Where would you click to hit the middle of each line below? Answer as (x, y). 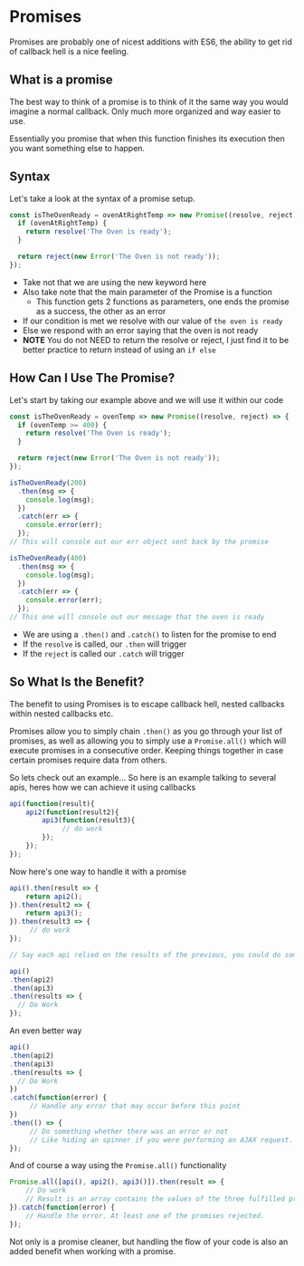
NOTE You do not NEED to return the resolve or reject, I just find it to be (156, 340)
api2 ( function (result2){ (72, 812)
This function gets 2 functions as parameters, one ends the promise (162, 302)
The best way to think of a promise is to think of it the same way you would (149, 101)
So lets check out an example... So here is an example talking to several (143, 777)
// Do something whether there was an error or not (129, 1131)
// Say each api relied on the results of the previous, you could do (145, 954)
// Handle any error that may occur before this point (135, 1107)
